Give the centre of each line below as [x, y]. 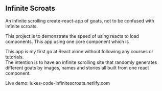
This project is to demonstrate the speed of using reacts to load [72, 36]
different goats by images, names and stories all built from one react [77, 67]
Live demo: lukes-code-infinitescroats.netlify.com [58, 83]
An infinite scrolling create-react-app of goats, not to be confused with [80, 20]
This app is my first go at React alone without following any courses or [79, 51]
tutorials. [15, 57]
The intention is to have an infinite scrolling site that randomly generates [81, 62]
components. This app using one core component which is [67, 41]
